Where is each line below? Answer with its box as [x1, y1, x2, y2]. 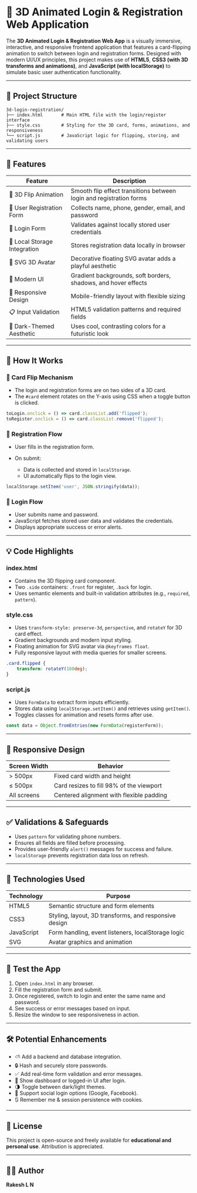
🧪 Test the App [6, 964, 61, 974]
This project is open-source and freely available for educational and [6, 1136, 172, 1144]
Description [113, 177, 147, 185]
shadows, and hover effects [70, 279, 148, 287]
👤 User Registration [9, 203, 63, 211]
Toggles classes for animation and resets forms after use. [14, 711, 154, 718]
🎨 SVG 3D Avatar [9, 258, 56, 266]
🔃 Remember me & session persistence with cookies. [14, 1096, 144, 1103]
